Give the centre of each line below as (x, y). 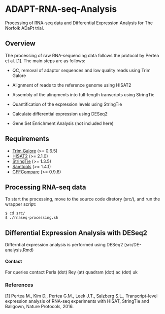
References (19, 285)
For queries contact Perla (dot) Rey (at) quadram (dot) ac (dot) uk (71, 272)
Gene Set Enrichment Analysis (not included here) (63, 123)
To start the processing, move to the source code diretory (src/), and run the (82, 199)
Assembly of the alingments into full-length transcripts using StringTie (83, 94)
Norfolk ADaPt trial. (25, 28)
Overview (20, 44)
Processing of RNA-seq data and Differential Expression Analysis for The (79, 23)
